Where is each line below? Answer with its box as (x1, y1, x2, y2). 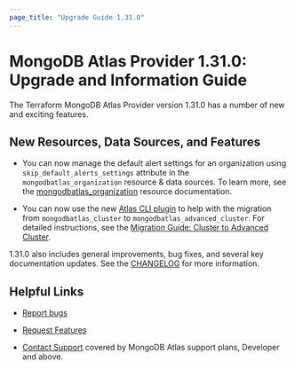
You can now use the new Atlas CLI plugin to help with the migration (21, 203, 272, 214)
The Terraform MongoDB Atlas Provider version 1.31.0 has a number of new (9, 99, 286, 110)
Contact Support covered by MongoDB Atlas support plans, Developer (21, 342, 280, 353)
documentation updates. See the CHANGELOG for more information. (9, 258, 260, 269)
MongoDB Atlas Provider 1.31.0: (9, 51, 247, 71)
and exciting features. (9, 108, 89, 120)
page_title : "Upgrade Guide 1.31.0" (9, 12, 145, 22)
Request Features (21, 325, 87, 335)
